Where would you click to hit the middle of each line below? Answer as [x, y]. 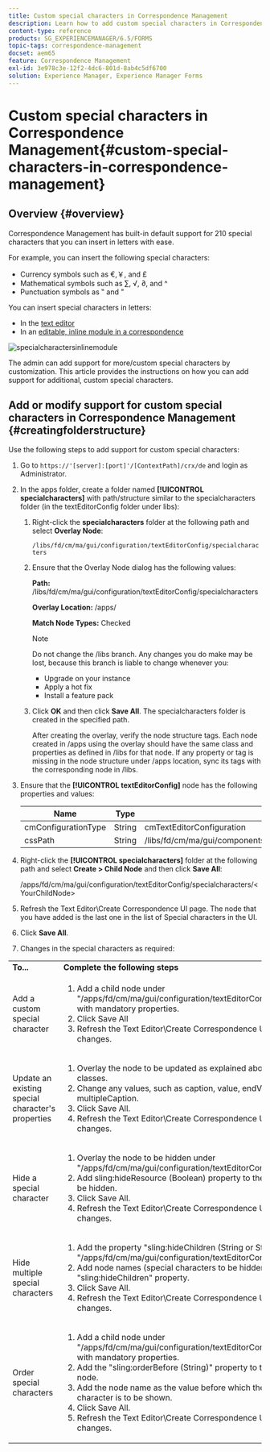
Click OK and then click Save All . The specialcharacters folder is [139, 711]
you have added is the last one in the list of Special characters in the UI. [139, 917]
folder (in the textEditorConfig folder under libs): [100, 507]
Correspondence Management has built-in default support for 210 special [130, 233]
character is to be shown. [125, 1398]
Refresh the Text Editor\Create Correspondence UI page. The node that [138, 909]
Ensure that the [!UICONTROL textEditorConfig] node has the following [139, 785]
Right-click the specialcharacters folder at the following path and [141, 522]
